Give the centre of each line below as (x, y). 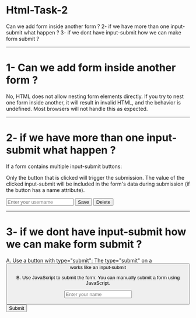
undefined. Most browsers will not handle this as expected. (77, 109)
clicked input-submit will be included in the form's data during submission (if (98, 184)
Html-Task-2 (37, 10)
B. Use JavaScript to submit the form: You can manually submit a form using (98, 278)
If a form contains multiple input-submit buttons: (64, 166)
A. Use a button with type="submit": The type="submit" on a (79, 260)
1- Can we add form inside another (91, 68)
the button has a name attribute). (45, 190)
